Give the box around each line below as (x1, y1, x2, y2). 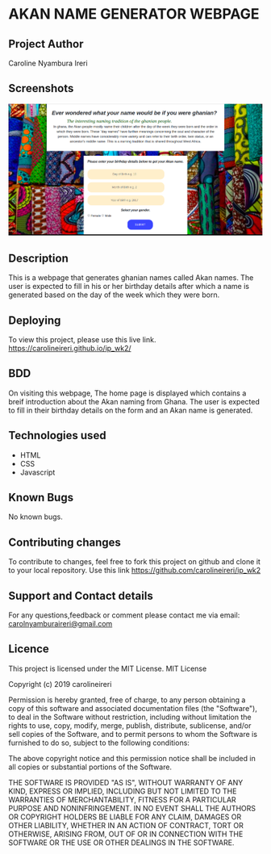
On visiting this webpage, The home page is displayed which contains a (8, 388, 247, 398)
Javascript (19, 467, 56, 477)
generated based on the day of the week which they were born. (8, 290, 220, 299)
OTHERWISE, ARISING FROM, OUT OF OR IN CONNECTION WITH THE (8, 829, 244, 839)
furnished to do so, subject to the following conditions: (8, 738, 190, 747)
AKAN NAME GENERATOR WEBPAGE (8, 5, 260, 23)
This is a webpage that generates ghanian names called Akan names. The (8, 273, 254, 283)
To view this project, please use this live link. (8, 335, 156, 345)
